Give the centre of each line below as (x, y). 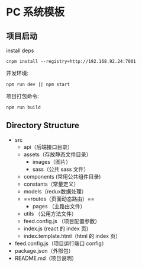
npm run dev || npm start (38, 84)
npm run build (24, 107)
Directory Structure (43, 125)
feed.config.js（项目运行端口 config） (61, 243)
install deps (20, 50)
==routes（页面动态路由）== (59, 199)
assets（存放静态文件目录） (57, 154)
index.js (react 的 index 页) (56, 228)
